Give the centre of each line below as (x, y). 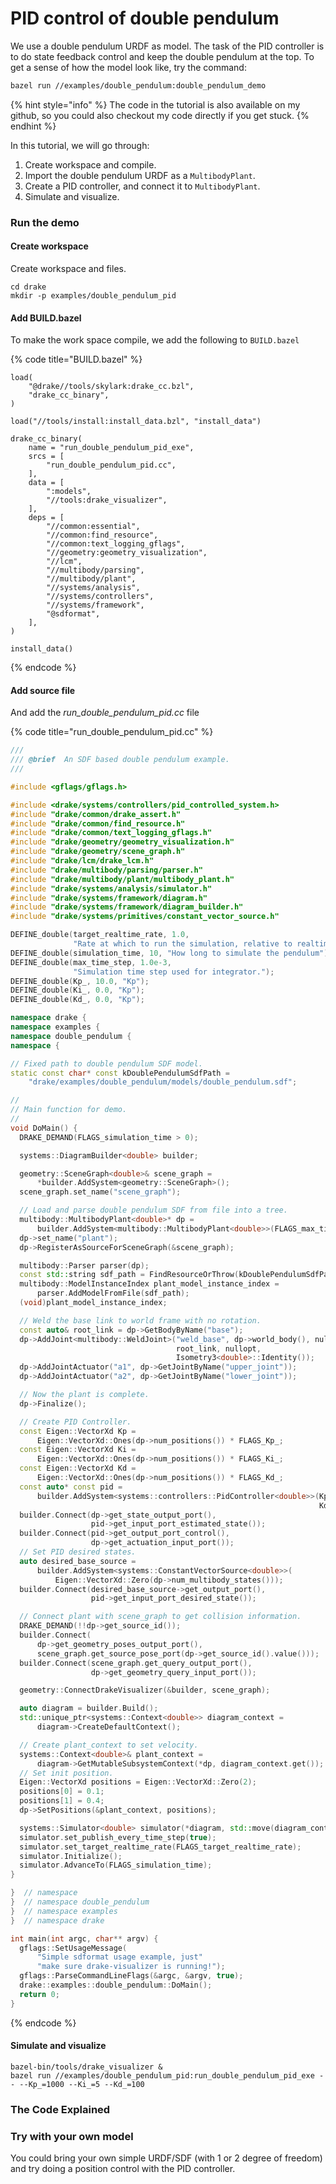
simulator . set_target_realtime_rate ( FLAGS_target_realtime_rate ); (160, 1847)
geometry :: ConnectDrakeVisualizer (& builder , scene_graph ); (145, 1690)
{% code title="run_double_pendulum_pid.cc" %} (112, 732)
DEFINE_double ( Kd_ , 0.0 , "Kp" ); (77, 1000)
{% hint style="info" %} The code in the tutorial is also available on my (155, 104)
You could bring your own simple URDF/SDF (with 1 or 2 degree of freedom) (166, 2158)
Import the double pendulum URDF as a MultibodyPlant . (140, 175)
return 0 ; (39, 1994)
